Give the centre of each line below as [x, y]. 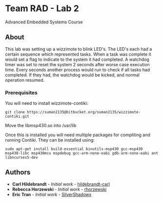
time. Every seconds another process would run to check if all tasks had [78, 70]
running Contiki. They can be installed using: [50, 140]
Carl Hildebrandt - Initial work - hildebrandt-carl [61, 184]
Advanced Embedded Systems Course [44, 22]
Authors [18, 173]
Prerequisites [21, 92]
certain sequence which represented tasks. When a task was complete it [78, 54]
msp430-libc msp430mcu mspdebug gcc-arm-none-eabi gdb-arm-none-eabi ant [82, 153]
